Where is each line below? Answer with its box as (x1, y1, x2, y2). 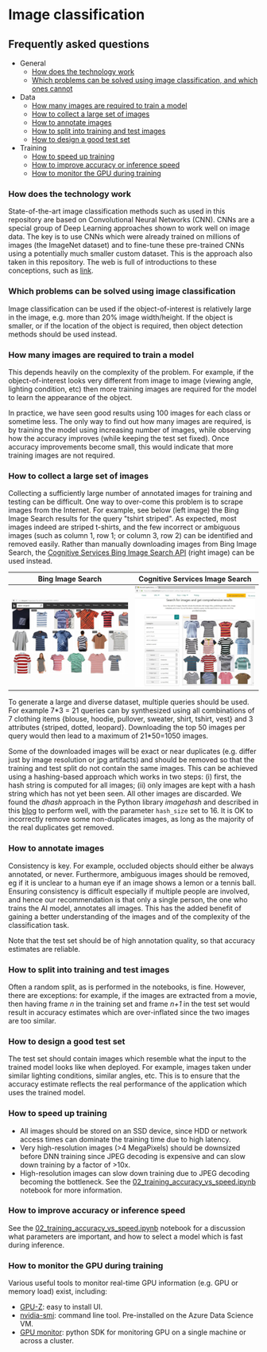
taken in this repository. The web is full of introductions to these (8, 257, 217, 267)
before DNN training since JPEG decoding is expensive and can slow (19, 1151, 246, 1161)
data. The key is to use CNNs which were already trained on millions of (8, 232, 241, 242)
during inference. (8, 1240, 65, 1249)
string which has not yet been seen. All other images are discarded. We (8, 789, 242, 799)
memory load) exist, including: (8, 1287, 107, 1296)
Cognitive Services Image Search (138, 574, 252, 584)
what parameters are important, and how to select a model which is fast (8, 1232, 244, 1241)
